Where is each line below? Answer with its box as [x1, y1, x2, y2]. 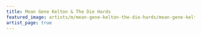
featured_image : [6, 14, 47, 20]
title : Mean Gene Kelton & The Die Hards [6, 8, 111, 15]
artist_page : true [6, 20, 52, 26]
